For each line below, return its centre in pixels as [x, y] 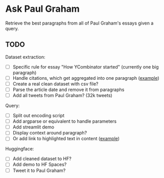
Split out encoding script [39, 116]
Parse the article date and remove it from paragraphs [68, 90]
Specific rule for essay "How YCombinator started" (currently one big [86, 66]
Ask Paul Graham [43, 9]
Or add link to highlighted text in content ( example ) [66, 139]
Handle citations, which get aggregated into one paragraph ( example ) [86, 78]
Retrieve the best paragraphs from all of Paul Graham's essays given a [79, 23]
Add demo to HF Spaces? [40, 165]
